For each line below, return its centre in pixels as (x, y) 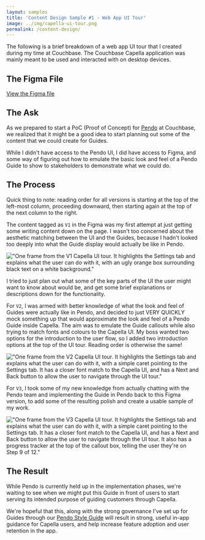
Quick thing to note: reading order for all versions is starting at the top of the (102, 199)
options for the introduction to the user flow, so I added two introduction (97, 338)
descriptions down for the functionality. (56, 294)
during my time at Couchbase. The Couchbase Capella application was (96, 53)
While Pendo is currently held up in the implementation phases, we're (94, 486)
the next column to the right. (42, 213)
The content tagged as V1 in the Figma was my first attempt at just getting (99, 224)
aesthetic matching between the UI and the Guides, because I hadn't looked (102, 237)
